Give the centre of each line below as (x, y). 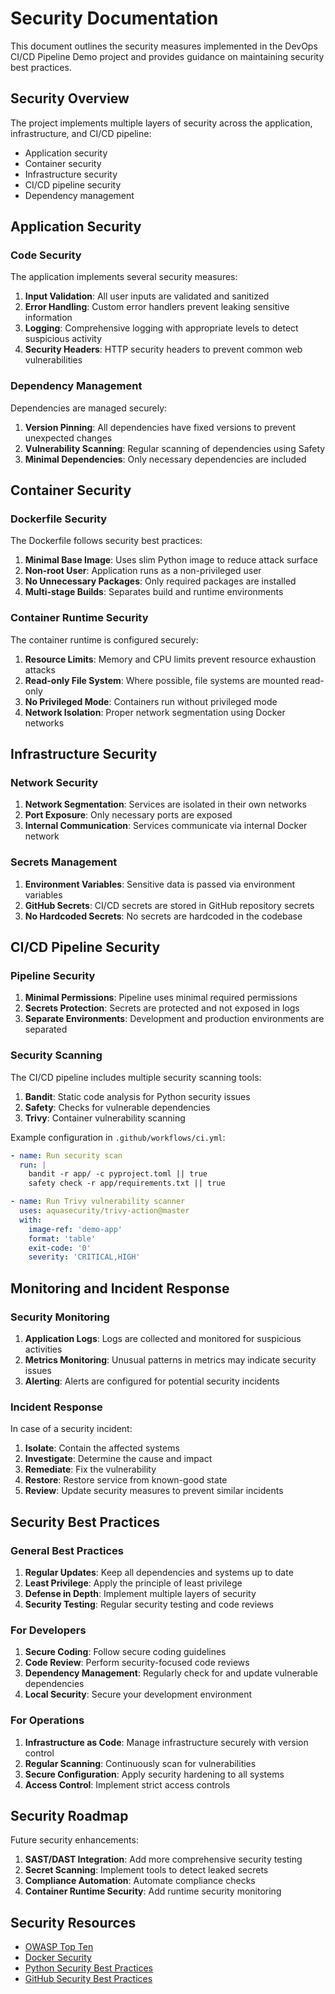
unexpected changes (68, 438)
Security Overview (70, 98)
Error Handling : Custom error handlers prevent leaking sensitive (157, 307)
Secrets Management (64, 862)
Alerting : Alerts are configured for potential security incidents (152, 1381)
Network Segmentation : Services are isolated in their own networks (165, 804)
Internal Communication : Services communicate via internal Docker (166, 826)
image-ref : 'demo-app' (75, 1229)
